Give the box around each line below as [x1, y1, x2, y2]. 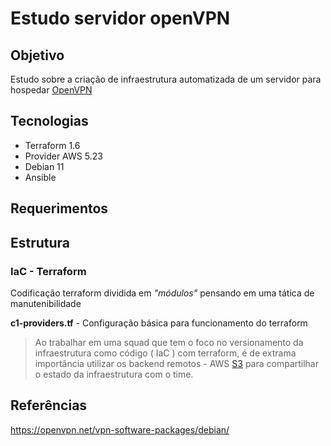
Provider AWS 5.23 [24, 150, 103, 162]
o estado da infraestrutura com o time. [34, 368, 194, 380]
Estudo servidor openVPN [10, 7, 231, 30]
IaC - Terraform [10, 264, 87, 278]
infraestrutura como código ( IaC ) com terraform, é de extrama [34, 347, 297, 359]
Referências [10, 397, 88, 414]
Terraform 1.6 [24, 139, 81, 151]
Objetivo [10, 47, 65, 64]
